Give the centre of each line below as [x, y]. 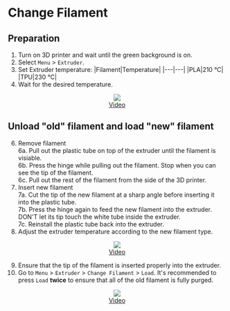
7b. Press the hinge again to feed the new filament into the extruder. [115, 209]
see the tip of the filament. [55, 172]
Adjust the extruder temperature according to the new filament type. [115, 231]
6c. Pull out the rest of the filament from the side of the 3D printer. [112, 180]
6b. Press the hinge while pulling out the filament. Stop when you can [117, 165]
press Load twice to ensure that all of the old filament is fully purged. [116, 280]
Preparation [34, 38]
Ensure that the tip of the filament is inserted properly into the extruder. [119, 265]
